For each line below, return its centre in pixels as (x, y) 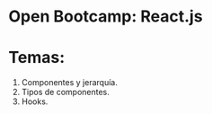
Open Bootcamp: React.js (106, 17)
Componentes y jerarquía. (69, 83)
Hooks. (35, 101)
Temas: (37, 58)
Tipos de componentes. (65, 92)
